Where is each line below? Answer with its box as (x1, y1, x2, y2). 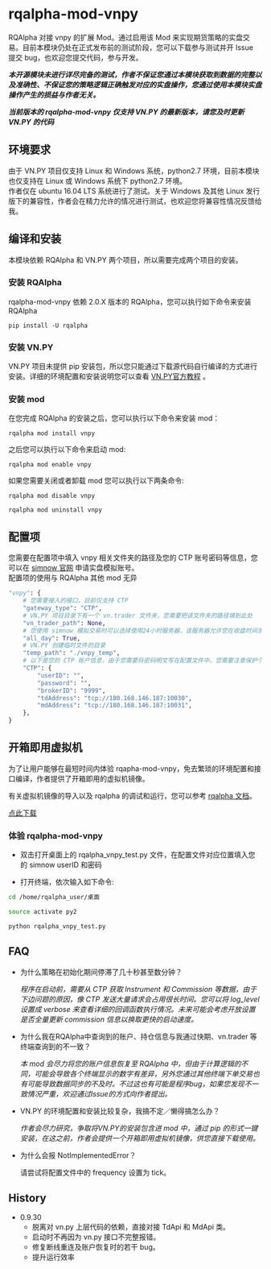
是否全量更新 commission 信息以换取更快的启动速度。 (19, 1014, 199, 1024)
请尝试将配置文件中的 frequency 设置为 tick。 (19, 1167, 171, 1177)
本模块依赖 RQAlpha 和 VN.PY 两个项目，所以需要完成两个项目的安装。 (8, 255, 243, 264)
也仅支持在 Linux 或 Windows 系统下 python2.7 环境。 (8, 176, 187, 185)
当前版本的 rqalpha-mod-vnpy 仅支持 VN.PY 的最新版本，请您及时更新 (8, 106, 244, 117)
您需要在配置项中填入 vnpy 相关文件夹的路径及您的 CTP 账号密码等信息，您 (8, 553, 259, 562)
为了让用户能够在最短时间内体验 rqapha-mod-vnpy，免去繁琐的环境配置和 (8, 763, 255, 773)
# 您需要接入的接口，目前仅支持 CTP (23, 597, 129, 605)
